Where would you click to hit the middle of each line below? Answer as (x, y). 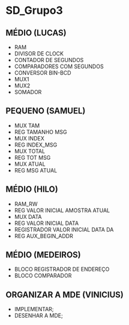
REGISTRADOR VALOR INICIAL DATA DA (64, 229)
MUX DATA (28, 216)
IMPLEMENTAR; (34, 309)
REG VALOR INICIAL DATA (46, 223)
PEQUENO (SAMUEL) (46, 111)
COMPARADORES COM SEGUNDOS (59, 66)
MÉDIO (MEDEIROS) (43, 255)
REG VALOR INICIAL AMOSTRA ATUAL (62, 210)
